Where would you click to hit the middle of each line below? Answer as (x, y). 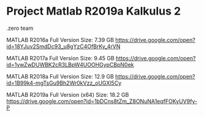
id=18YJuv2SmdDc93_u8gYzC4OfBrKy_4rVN (63, 46)
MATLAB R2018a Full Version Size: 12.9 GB (60, 76)
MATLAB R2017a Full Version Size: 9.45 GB (60, 58)
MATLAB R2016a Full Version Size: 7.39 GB (60, 40)
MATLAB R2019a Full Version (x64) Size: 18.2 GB (68, 94)
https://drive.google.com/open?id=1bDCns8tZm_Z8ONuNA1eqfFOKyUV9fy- (102, 101)
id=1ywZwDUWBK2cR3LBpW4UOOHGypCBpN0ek (70, 65)
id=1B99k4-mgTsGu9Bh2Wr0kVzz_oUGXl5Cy (64, 83)
